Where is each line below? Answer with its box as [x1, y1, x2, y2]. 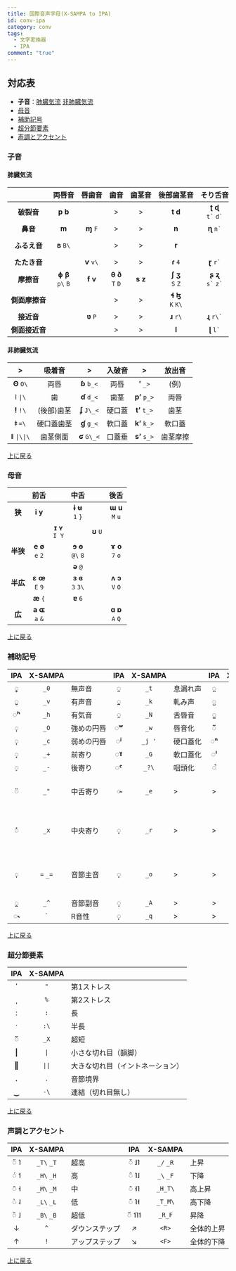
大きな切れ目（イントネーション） [71, 1061, 184, 1071]
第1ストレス [71, 982, 111, 992]
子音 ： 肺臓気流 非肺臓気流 [17, 97, 93, 106]
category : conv [7, 23, 52, 30]
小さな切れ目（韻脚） [71, 1047, 142, 1057]
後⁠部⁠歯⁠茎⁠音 [158, 190, 195, 200]
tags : [7, 30, 23, 37]
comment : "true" [7, 50, 55, 57]
